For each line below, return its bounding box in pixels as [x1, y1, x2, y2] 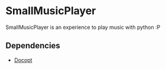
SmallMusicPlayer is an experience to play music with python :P [5, 24, 161, 31]
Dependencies [5, 41, 60, 51]
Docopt [14, 56, 32, 63]
